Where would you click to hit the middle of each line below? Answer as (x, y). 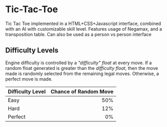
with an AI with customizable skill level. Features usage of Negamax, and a (84, 29)
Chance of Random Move (82, 91)
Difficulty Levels (32, 50)
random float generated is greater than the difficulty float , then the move (82, 68)
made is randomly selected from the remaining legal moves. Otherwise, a (82, 73)
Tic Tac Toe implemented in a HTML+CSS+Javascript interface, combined (83, 23)
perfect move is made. (29, 79)
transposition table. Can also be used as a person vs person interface (78, 34)
